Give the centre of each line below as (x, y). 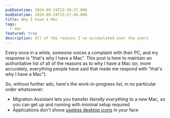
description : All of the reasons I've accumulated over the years (77, 38)
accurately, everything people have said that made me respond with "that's (84, 68)
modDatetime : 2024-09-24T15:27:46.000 (46, 15)
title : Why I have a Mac (31, 19)
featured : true (21, 33)
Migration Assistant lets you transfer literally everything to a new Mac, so (89, 99)
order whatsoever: (25, 89)
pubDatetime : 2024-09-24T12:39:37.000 (46, 10)
